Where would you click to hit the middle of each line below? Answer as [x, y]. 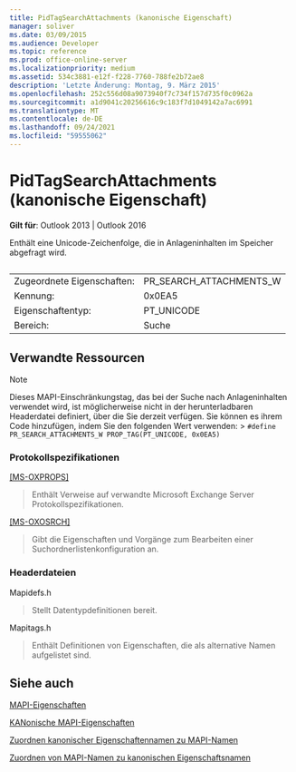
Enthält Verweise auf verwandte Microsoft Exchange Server [143, 494]
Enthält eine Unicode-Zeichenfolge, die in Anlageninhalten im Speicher [141, 242]
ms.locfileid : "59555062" [58, 136]
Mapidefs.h [30, 592]
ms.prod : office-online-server [68, 60]
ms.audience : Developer [54, 43]
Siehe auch [42, 683]
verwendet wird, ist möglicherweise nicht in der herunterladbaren [131, 407]
